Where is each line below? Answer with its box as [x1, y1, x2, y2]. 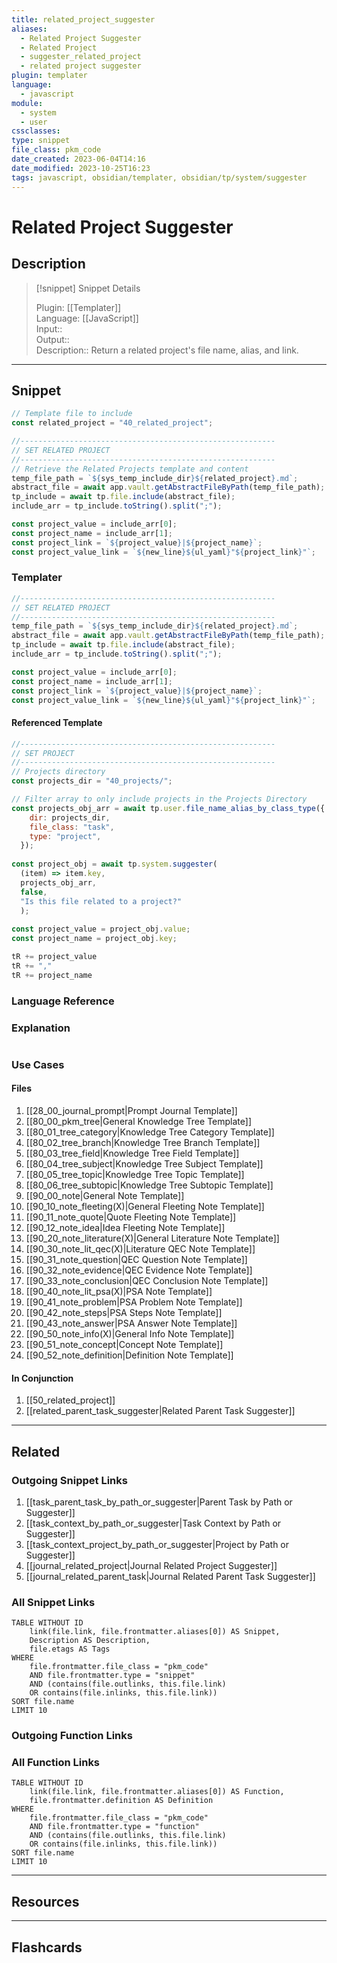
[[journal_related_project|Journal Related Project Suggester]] [25, 1559, 278, 1571]
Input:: [35, 322, 63, 335]
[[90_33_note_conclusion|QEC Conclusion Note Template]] [25, 1275, 269, 1287]
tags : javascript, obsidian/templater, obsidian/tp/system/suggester [11, 172, 308, 183]
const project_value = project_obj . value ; [11, 924, 191, 935]
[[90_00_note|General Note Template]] [25, 1190, 185, 1202]
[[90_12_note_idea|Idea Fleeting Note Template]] [25, 1222, 226, 1234]
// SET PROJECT [11, 748, 75, 758]
